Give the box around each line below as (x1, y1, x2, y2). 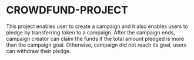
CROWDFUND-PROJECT (6, 3, 128, 17)
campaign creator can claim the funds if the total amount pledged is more (6, 35, 185, 42)
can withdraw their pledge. (6, 47, 72, 54)
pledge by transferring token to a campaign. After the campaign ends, (6, 29, 175, 36)
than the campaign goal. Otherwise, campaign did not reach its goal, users (6, 41, 187, 48)
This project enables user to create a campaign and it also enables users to (6, 23, 188, 30)
